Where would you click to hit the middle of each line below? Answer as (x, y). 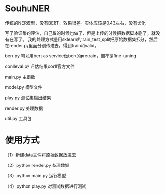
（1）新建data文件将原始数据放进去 (41, 155)
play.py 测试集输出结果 (28, 97)
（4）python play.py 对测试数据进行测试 (46, 186)
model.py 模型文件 (24, 87)
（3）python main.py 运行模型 (36, 175)
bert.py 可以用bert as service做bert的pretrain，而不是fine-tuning (71, 56)
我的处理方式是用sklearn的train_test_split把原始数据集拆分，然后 (93, 39)
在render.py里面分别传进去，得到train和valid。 (52, 45)
